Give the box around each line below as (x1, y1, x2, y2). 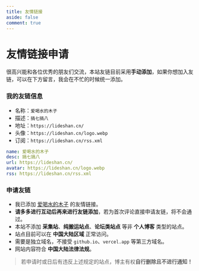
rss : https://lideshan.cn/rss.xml (6, 171, 92, 177)
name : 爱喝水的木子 (6, 149, 49, 155)
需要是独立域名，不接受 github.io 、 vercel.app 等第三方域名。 (14, 238, 168, 245)
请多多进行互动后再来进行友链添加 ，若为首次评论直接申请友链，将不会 (14, 208, 187, 215)
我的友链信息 (6, 92, 43, 100)
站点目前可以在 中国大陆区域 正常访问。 (14, 230, 112, 238)
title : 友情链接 (6, 8, 43, 15)
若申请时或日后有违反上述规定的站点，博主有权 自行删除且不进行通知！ (20, 258, 193, 266)
